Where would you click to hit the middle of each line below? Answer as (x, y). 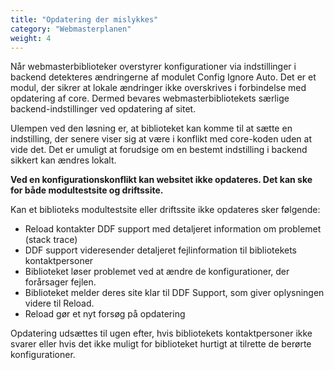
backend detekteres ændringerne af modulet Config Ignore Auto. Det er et (163, 77)
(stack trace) (51, 240)
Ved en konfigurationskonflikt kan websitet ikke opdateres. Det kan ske (161, 180)
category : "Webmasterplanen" (71, 29)
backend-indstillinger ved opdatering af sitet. (103, 109)
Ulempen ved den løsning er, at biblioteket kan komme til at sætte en (151, 128)
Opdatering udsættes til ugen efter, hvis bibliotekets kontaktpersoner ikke (161, 333)
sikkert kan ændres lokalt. (63, 160)
